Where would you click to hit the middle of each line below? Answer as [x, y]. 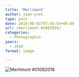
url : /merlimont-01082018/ [33, 28]
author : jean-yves [24, 14]
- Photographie [25, 38]
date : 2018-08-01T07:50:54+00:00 [40, 23]
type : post [16, 19]
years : [12, 42]
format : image [20, 51]
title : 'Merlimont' [25, 10]
